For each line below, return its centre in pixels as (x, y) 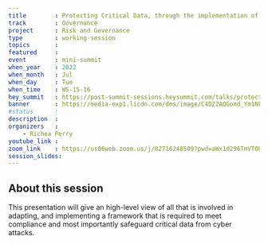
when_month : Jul (41, 75)
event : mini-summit (55, 60)
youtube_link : (33, 141)
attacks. (22, 233)
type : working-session (62, 38)
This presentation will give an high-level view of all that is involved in (121, 207)
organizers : (33, 126)
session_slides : (35, 156)
